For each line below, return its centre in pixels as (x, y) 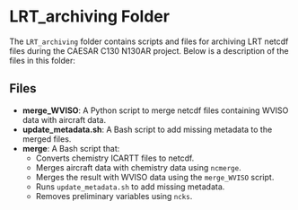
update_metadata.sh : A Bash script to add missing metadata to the (147, 129)
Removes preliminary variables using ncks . (114, 196)
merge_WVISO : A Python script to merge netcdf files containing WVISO (155, 110)
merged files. (47, 139)
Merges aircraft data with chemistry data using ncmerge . (138, 167)
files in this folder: (43, 60)
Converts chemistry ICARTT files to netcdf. (115, 158)
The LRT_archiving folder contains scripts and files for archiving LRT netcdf (149, 41)
